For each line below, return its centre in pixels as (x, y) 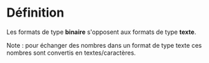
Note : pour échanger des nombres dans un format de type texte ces (104, 45)
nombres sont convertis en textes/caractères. (71, 53)
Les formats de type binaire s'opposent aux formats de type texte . (101, 32)
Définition (36, 13)
